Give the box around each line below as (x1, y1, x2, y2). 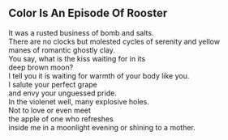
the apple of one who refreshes (8, 113, 114, 124)
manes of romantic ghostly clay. (8, 45, 115, 55)
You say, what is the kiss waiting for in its (8, 53, 146, 63)
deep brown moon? (8, 62, 74, 72)
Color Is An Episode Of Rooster (8, 6, 168, 20)
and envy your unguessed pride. (8, 88, 118, 98)
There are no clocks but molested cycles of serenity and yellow (8, 36, 221, 46)
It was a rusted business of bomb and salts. (8, 28, 154, 37)
